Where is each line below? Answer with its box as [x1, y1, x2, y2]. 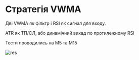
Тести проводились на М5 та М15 [5, 39, 77, 46]
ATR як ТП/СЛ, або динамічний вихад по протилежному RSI [5, 30, 135, 36]
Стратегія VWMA [5, 4, 81, 15]
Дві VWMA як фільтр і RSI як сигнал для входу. [5, 20, 106, 26]
